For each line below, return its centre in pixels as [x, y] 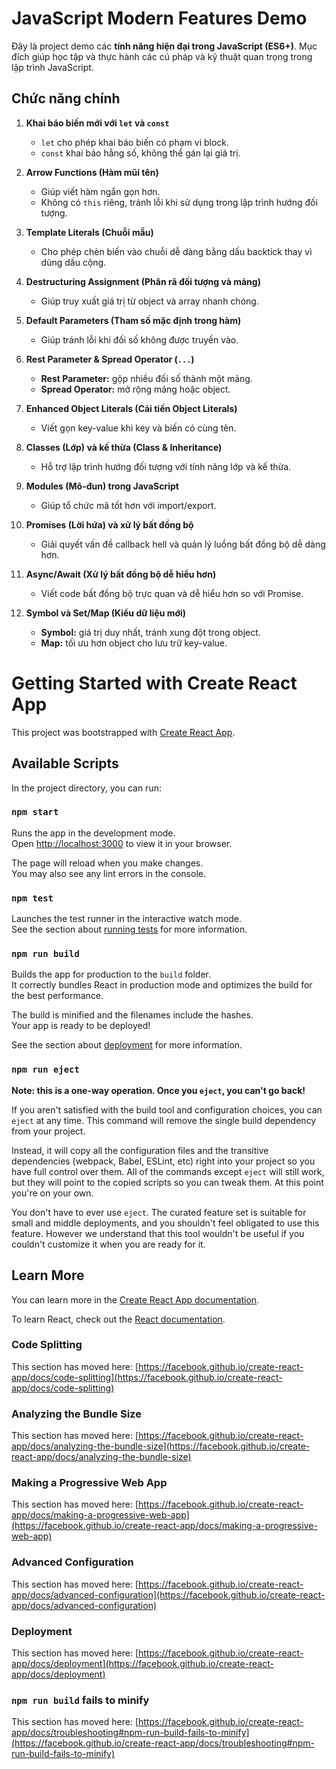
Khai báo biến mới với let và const [97, 123]
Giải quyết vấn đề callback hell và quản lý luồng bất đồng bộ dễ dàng [183, 544]
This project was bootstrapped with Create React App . [123, 732]
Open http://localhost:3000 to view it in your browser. [122, 843]
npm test [32, 898]
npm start [35, 812]
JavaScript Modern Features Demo [159, 18]
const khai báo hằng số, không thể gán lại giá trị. [140, 153]
